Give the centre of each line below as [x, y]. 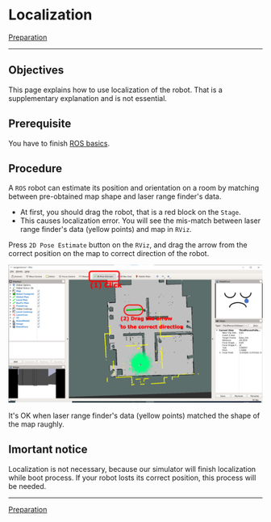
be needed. [27, 486]
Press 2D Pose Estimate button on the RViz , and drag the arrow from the [128, 245]
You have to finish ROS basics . [59, 143]
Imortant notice [48, 450]
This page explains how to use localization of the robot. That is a [116, 90]
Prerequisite [40, 124]
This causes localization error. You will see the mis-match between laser [140, 221]
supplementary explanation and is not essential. [88, 98]
